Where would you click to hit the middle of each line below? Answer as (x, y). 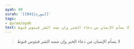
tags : (10, 18)
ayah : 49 (14, 9)
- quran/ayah (18, 23)
